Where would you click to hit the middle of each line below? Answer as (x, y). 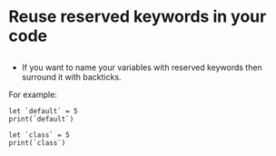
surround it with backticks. (71, 77)
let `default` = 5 (43, 111)
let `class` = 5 (39, 135)
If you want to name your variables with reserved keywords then (142, 67)
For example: (33, 94)
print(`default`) (41, 119)
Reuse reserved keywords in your (138, 17)
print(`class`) (37, 142)
